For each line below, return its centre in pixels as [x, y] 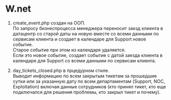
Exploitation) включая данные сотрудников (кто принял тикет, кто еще [89, 86]
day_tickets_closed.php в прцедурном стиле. [61, 70]
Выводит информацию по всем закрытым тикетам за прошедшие [85, 76]
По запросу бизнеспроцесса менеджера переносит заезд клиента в [88, 28]
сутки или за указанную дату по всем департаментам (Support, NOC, [89, 81]
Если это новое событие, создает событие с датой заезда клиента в [88, 55]
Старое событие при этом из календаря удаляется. [69, 50]
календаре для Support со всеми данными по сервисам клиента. [84, 60]
